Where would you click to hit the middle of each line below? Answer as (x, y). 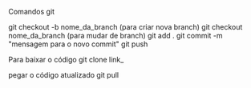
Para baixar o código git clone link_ (66, 60)
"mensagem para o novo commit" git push (78, 44)
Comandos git (31, 12)
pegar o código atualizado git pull (63, 75)
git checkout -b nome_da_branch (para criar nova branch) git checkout (125, 27)
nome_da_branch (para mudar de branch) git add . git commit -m (115, 36)
